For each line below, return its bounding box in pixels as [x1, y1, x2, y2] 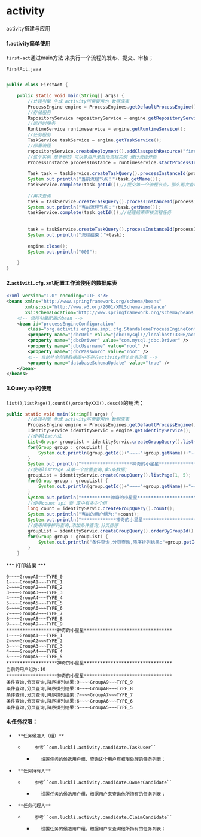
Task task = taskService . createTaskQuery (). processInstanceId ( [28, 171, 188, 177]
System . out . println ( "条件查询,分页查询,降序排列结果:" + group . [38, 539, 184, 545]
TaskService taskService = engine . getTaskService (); [28, 137, 162, 143]
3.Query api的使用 [6, 384, 52, 392]
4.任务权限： [6, 718, 38, 725]
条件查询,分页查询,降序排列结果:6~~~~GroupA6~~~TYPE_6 [6, 698, 133, 704]
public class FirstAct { [6, 82, 68, 88]
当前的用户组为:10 [6, 667, 46, 673]
